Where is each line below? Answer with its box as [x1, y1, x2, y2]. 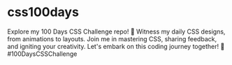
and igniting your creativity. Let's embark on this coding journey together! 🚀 [7, 42, 225, 50]
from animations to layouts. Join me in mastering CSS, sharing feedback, [7, 34, 217, 43]
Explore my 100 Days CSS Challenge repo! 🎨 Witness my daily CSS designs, [7, 27, 226, 36]
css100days [7, 4, 79, 20]
